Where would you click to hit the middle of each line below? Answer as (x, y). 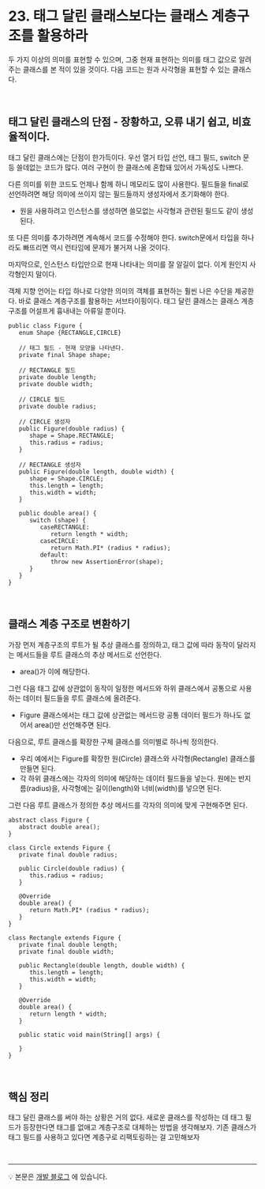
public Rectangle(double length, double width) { (102, 965)
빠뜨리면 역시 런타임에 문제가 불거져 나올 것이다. (96, 247)
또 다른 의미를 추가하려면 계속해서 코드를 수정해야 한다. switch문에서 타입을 (124, 237)
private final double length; (68, 944)
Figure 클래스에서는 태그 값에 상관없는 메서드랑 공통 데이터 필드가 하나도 (131, 715)
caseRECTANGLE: (65, 527)
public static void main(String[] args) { (89, 1035)
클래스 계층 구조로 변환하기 (69, 624)
